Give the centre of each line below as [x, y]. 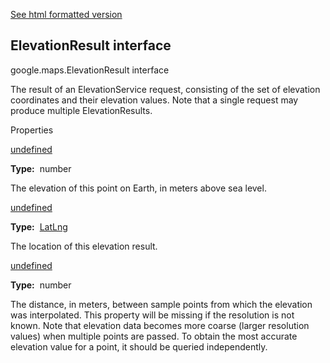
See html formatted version [66, 14]
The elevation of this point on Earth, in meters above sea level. [138, 188]
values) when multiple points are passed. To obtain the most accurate [154, 336]
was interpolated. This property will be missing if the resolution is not [152, 315]
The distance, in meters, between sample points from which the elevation [161, 304]
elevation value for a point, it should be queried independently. [139, 346]
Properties [32, 130]
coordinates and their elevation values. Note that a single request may [154, 100]
